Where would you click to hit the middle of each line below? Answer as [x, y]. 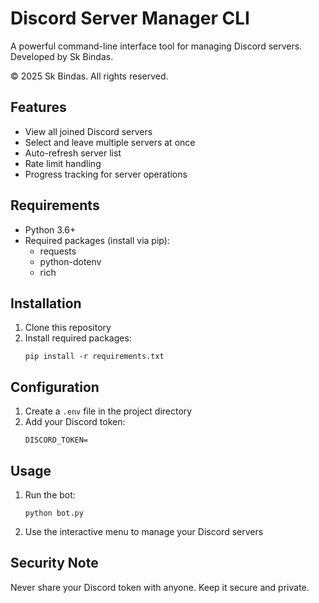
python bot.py [54, 513]
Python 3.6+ [50, 229]
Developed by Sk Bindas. [62, 56]
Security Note [54, 563]
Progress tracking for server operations [106, 174]
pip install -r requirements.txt [94, 357]
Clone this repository [68, 328]
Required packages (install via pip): [97, 240]
